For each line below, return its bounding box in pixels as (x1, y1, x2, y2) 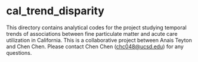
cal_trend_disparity (6, 4, 104, 18)
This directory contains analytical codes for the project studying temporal (6, 24, 187, 31)
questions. (6, 49, 32, 56)
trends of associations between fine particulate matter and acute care (6, 30, 178, 37)
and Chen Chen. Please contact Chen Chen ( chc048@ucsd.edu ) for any (6, 43, 184, 50)
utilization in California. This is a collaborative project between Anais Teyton (6, 36, 193, 44)
